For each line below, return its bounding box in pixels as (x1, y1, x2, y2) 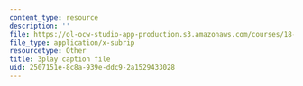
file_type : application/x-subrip (9, 38, 135, 47)
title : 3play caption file (9, 55, 111, 64)
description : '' (9, 21, 70, 30)
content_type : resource (9, 13, 99, 22)
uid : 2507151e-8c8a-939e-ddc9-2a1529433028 (9, 64, 176, 73)
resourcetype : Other (9, 47, 87, 56)
